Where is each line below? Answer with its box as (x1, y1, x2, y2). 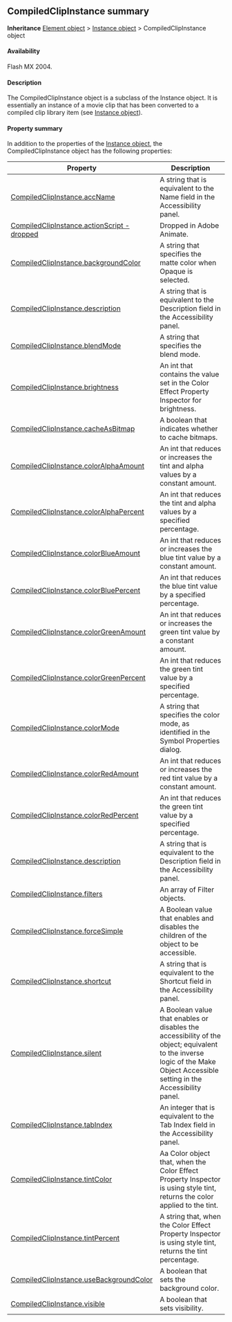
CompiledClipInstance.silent (10, 1048, 102, 1058)
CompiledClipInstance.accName (10, 192, 115, 202)
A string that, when (159, 1212, 221, 1222)
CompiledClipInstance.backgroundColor (10, 258, 142, 268)
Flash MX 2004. (7, 62, 53, 71)
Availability (7, 47, 40, 55)
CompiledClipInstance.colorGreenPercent (10, 673, 146, 683)
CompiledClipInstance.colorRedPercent (10, 811, 139, 820)
